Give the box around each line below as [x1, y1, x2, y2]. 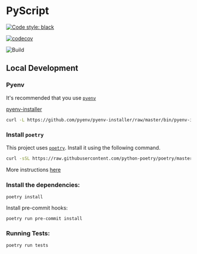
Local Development [6, 63, 79, 73]
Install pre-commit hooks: [6, 204, 68, 211]
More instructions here [6, 166, 61, 173]
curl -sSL [6, 155, 30, 161]
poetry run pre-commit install [6, 215, 83, 221]
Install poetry [6, 131, 44, 139]
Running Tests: [6, 229, 50, 237]
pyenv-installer [6, 106, 42, 113]
